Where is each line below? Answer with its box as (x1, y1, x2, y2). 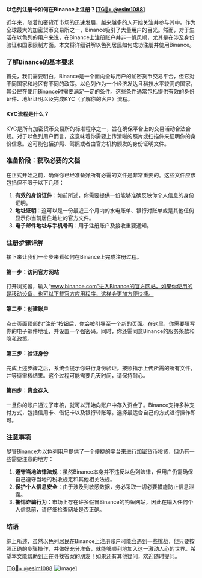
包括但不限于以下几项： (6, 179, 64, 186)
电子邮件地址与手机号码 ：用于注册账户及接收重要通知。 (14, 221, 152, 229)
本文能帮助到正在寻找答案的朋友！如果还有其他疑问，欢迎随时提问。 (11, 552, 180, 560)
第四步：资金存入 (6, 387, 49, 394)
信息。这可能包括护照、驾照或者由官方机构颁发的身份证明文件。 (11, 140, 170, 147)
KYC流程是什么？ (6, 110, 50, 117)
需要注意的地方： (11, 456, 54, 463)
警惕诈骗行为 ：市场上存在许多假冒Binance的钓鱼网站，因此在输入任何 (14, 498, 188, 506)
